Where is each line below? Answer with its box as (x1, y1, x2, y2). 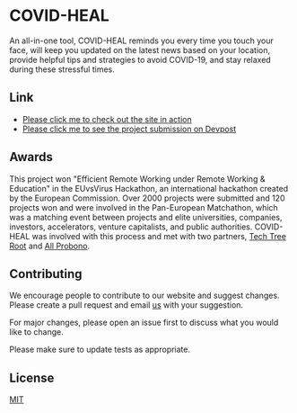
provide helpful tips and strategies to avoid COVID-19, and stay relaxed (9, 54, 271, 65)
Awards (9, 149, 54, 165)
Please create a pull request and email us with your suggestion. (9, 300, 244, 310)
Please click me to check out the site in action (22, 113, 192, 124)
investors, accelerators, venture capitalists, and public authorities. (9, 221, 253, 232)
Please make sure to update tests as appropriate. (9, 344, 191, 355)
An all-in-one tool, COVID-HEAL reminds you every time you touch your (9, 35, 274, 46)
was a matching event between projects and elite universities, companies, (9, 211, 283, 222)
